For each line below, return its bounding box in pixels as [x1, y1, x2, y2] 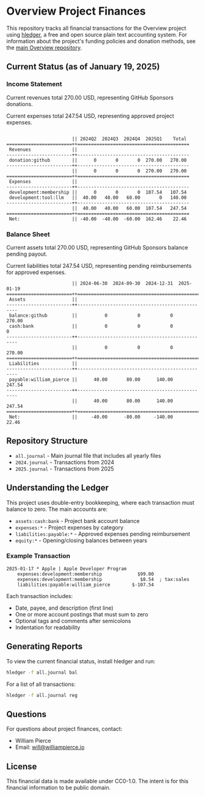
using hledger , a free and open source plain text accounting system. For [6, 31, 187, 38]
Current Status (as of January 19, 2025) [6, 62, 160, 72]
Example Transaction [6, 552, 71, 560]
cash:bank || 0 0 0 [9, 323, 173, 329]
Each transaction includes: [6, 592, 73, 599]
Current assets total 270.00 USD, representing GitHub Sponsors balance [6, 243, 189, 251]
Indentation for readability [15, 624, 81, 631]
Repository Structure [6, 436, 88, 446]
